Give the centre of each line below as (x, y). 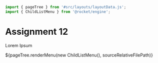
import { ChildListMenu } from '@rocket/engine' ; (58, 12)
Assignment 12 (37, 31)
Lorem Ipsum (19, 45)
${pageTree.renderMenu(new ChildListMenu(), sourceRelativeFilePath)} (79, 55)
